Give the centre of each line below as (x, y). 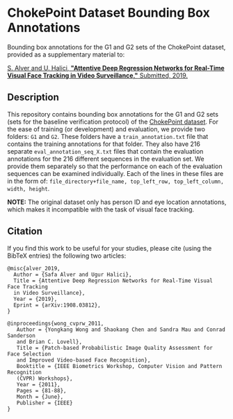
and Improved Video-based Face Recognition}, (83, 360)
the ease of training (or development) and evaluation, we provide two (106, 129)
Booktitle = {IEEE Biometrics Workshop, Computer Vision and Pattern (119, 366)
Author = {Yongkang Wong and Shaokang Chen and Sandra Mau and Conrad (121, 330)
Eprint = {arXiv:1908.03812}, (57, 305)
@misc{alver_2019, (34, 268)
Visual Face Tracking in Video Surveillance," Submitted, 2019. (98, 75)
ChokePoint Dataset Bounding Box (109, 13)
